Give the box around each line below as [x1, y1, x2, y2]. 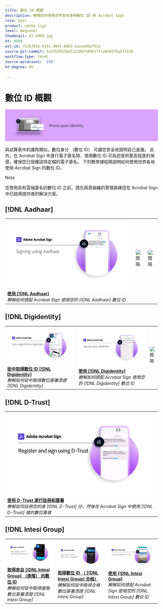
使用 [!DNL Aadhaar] [7, 291, 49, 297]
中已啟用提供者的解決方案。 [5, 191, 61, 197]
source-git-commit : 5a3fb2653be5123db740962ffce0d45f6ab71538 [5, 49, 133, 54]
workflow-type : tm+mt [5, 54, 49, 59]
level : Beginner [5, 28, 38, 34]
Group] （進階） [7, 573, 40, 579]
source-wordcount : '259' [5, 59, 55, 64]
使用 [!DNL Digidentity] [78, 368, 126, 374]
